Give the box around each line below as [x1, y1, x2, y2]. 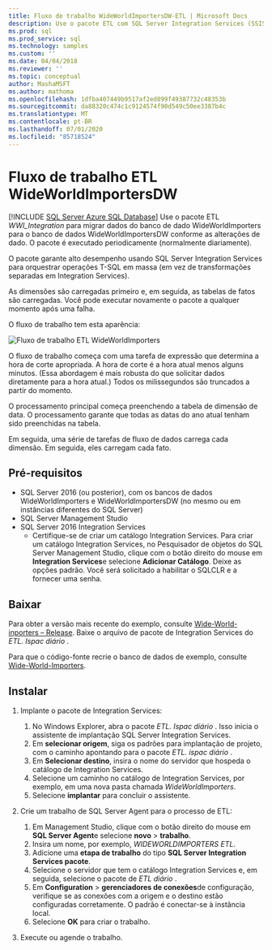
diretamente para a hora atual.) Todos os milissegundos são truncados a [8, 377, 250, 386]
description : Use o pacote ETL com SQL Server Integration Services [8, 19, 244, 28]
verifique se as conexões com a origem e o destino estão [32, 891, 224, 900]
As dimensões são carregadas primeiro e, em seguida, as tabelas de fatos [8, 286, 256, 296]
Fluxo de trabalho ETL [8, 167, 158, 186]
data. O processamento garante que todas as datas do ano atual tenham [8, 409, 249, 419]
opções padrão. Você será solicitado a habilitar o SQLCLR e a [32, 565, 237, 575]
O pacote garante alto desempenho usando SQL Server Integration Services [8, 253, 263, 263]
